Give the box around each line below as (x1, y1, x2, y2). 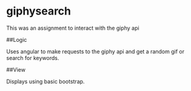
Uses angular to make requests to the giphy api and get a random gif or (6, 47, 185, 55)
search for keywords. (6, 54, 59, 61)
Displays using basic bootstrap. (6, 78, 85, 85)
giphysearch (6, 4, 72, 18)
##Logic (6, 36, 27, 43)
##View (6, 66, 26, 73)
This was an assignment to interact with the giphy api (6, 24, 139, 32)
